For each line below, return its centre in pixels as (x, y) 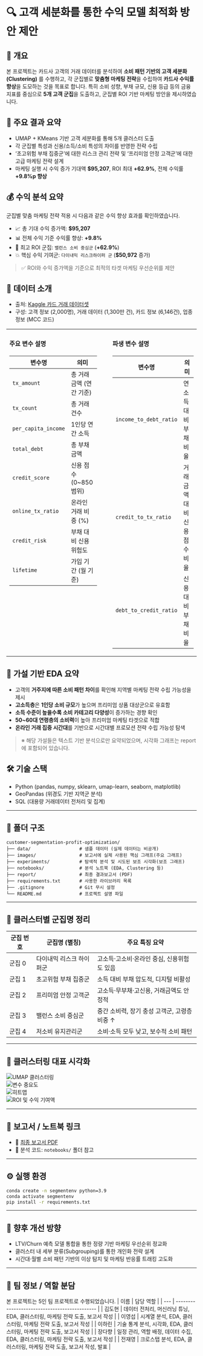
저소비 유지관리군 (59, 1032)
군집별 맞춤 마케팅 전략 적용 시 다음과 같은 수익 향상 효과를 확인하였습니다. (93, 215)
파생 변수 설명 (131, 344)
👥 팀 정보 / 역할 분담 (41, 1285)
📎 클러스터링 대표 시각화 (48, 1061)
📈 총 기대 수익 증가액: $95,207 (53, 228)
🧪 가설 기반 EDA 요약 (43, 674)
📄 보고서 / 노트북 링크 (43, 1127)
